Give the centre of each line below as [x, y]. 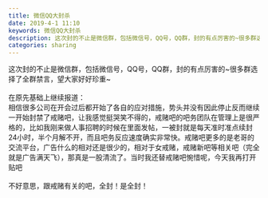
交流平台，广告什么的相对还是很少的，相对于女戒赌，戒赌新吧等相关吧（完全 [134, 148]
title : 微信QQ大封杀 [39, 16]
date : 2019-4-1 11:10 [44, 23]
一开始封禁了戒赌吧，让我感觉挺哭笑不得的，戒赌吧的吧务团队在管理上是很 [130, 117]
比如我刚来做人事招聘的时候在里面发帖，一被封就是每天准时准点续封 [141, 128]
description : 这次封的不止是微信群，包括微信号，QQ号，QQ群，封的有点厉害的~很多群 [132, 38]
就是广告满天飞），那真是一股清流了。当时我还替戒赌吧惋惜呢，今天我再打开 [132, 157]
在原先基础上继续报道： [47, 97]
